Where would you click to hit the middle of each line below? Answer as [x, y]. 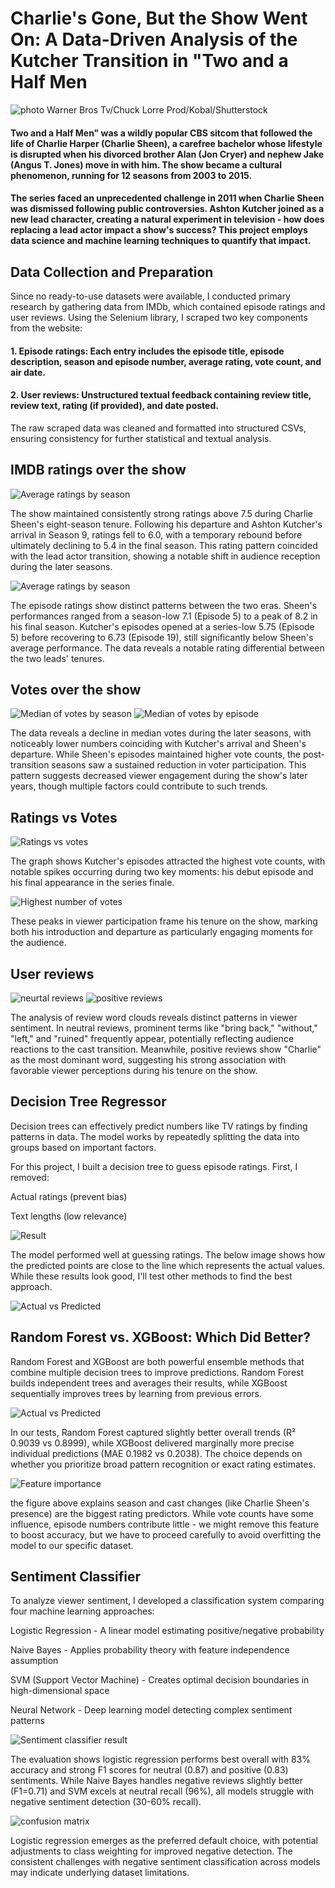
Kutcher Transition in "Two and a [149, 61]
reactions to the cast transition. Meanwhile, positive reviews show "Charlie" [166, 1049]
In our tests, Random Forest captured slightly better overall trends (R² [153, 1432]
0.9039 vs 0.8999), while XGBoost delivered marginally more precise [152, 1443]
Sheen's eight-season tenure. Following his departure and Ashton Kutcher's [166, 524]
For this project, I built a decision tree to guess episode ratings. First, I [154, 1166]
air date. [28, 372]
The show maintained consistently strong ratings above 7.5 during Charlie [162, 513]
